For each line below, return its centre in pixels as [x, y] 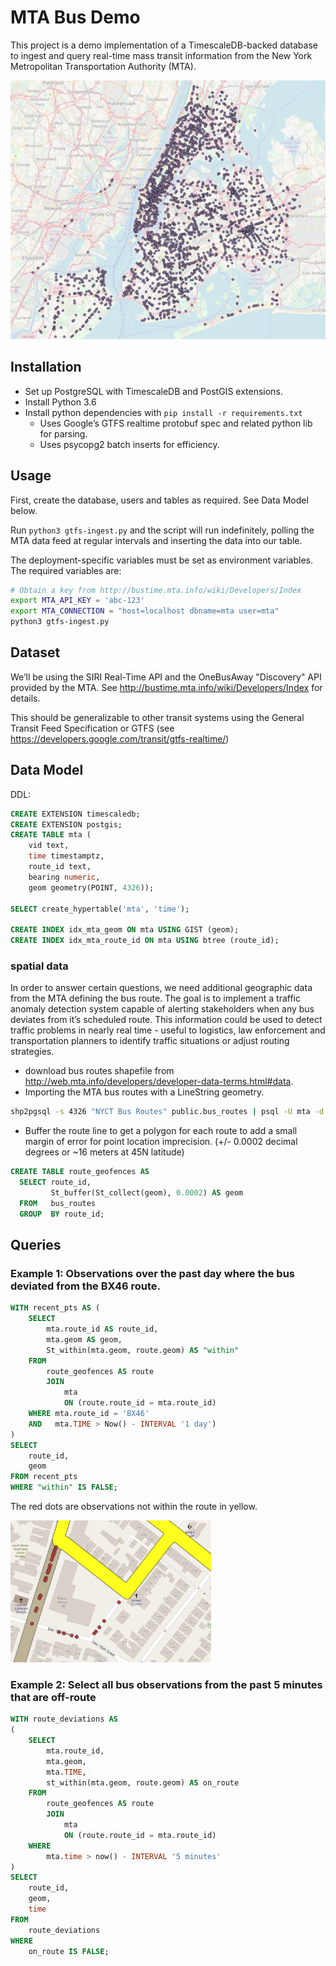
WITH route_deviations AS [64, 1719]
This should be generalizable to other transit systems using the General [157, 717]
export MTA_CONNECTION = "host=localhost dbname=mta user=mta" [145, 611]
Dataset [35, 652]
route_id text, [60, 867]
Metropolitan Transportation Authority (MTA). [103, 66]
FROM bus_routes [58, 1203]
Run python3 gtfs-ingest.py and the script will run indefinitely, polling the [162, 530]
